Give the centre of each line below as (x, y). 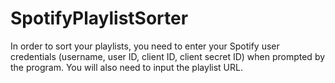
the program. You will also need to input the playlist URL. (126, 67)
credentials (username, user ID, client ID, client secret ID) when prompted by (168, 56)
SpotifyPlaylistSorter (99, 18)
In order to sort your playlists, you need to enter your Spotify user (145, 46)
